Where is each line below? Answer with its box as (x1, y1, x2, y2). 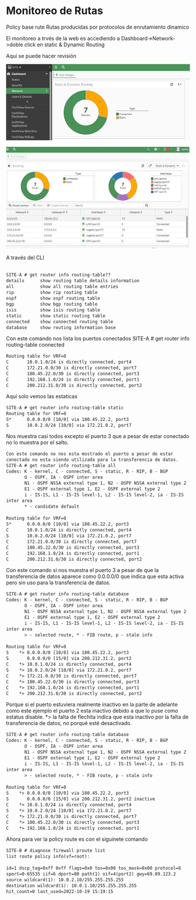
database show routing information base (6, 324, 116, 330)
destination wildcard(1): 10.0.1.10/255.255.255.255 (6, 882, 137, 888)
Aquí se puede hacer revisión (6, 52, 77, 59)
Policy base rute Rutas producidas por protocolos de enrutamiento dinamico (6, 23, 190, 30)
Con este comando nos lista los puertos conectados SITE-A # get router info (6, 335, 190, 342)
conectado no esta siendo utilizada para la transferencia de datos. (6, 457, 179, 463)
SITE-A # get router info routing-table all (6, 463, 116, 468)
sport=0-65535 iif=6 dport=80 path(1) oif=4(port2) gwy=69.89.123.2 (6, 871, 176, 877)
